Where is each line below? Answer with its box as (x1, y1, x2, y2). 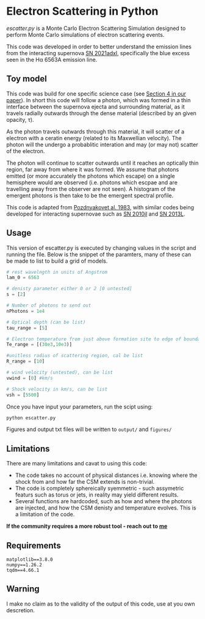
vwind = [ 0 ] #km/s (6, 375, 53, 381)
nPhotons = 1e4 (6, 308, 45, 314)
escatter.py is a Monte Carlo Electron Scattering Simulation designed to (6, 24, 186, 32)
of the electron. (6, 147, 45, 154)
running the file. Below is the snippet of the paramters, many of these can (6, 250, 192, 258)
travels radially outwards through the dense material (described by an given (6, 109, 197, 117)
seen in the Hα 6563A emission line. (6, 56, 98, 63)
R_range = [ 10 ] (6, 358, 45, 365)
